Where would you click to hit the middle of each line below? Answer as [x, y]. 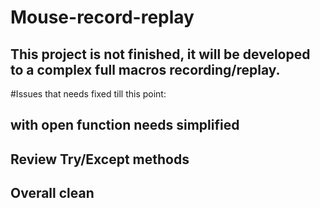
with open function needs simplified [125, 125]
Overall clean [52, 193]
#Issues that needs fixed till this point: [88, 94]
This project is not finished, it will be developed [160, 54]
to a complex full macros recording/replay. [145, 69]
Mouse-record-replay [102, 17]
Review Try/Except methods [100, 159]
